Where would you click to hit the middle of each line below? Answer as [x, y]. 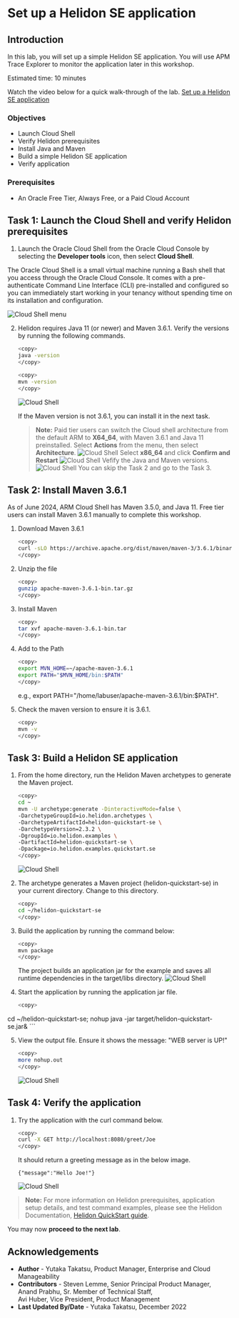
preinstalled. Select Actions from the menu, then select [117, 445]
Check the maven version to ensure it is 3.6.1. [84, 709]
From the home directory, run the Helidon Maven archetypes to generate [124, 775]
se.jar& [18, 1027]
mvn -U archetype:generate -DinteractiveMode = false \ [99, 809]
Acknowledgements [53, 1252]
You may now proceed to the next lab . [64, 1229]
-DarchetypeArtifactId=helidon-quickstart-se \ [90, 822]
